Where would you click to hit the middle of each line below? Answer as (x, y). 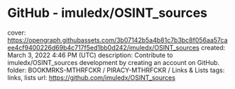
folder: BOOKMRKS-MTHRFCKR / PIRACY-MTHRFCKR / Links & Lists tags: (116, 70)
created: (213, 47)
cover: (17, 32)
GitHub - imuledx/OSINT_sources (108, 13)
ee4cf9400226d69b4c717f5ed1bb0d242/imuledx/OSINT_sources (104, 47)
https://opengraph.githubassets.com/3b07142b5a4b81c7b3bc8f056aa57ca (118, 40)
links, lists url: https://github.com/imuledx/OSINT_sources (92, 77)
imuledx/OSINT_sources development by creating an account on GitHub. (114, 62)
